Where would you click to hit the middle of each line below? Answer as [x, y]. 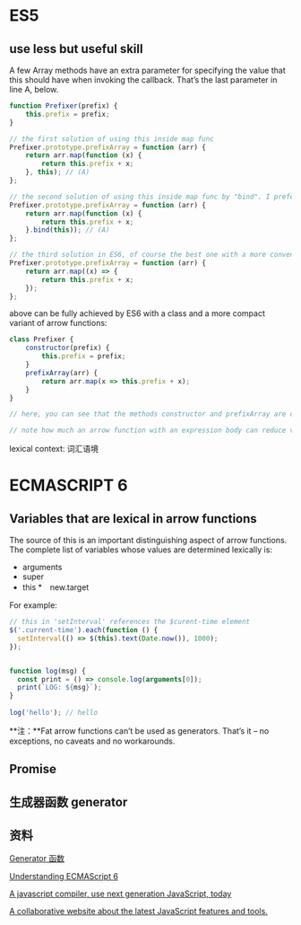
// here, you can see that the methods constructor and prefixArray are [148, 414]
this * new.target [56, 587]
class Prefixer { [42, 339]
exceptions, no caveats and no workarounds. [92, 741]
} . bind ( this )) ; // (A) [68, 230]
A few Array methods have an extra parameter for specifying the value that [147, 70]
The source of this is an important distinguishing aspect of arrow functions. [148, 541]
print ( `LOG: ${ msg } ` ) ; [60, 688]
